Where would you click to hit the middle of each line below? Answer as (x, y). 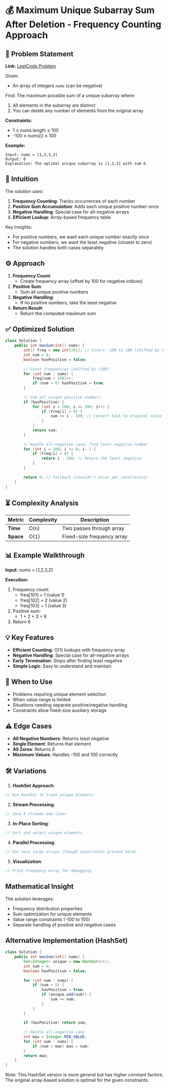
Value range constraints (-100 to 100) (51, 919)
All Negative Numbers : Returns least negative (61, 738)
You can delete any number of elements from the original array (78, 111)
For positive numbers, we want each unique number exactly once (81, 237)
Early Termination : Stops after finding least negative (67, 660)
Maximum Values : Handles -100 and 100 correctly (65, 755)
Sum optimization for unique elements (52, 914)
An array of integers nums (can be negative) (57, 86)
